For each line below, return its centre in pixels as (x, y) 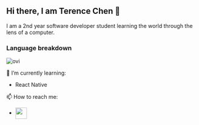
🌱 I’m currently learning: (36, 73)
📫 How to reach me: (32, 97)
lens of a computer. (31, 32)
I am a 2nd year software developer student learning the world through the (99, 25)
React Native (31, 85)
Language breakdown (39, 48)
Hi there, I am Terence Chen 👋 (63, 11)
